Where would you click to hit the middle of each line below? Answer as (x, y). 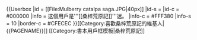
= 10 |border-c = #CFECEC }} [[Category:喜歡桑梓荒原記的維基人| (85, 23)
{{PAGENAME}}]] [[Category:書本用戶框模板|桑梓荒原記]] (76, 31)
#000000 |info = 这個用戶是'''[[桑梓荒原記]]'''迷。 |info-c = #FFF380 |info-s (99, 16)
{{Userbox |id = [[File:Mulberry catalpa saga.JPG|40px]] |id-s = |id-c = (93, 9)
